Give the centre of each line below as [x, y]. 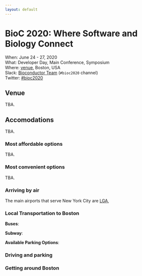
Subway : [14, 233]
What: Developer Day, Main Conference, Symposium [57, 62]
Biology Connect [39, 44]
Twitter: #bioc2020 [24, 77]
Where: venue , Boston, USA [33, 67]
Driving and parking [29, 255]
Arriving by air [22, 190]
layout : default [21, 9]
